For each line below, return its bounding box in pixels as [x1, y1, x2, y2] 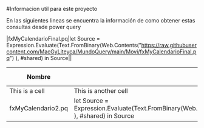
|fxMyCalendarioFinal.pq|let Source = [6, 35, 100, 42]
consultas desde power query [6, 24, 81, 30]
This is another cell [73, 87, 128, 95]
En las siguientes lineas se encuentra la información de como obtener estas [6, 17, 195, 24]
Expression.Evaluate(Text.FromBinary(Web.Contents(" [6, 42, 141, 49]
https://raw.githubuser [141, 42, 197, 49]
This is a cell [9, 87, 45, 95]
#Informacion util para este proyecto [6, 5, 98, 12]
